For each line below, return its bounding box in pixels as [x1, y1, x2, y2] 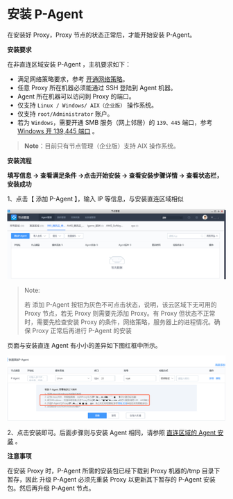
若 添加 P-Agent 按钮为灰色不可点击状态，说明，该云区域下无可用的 [24, 300, 217, 309]
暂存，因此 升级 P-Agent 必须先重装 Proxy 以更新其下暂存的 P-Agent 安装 [7, 475, 216, 484]
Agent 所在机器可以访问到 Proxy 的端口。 [17, 92, 135, 101]
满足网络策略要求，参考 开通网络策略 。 [17, 74, 129, 83]
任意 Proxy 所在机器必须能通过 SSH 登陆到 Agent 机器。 [17, 83, 177, 92]
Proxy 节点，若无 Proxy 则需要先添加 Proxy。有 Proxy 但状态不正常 [24, 309, 216, 317]
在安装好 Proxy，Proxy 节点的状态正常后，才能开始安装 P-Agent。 [7, 31, 196, 39]
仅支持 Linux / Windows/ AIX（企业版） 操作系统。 [17, 101, 158, 109]
